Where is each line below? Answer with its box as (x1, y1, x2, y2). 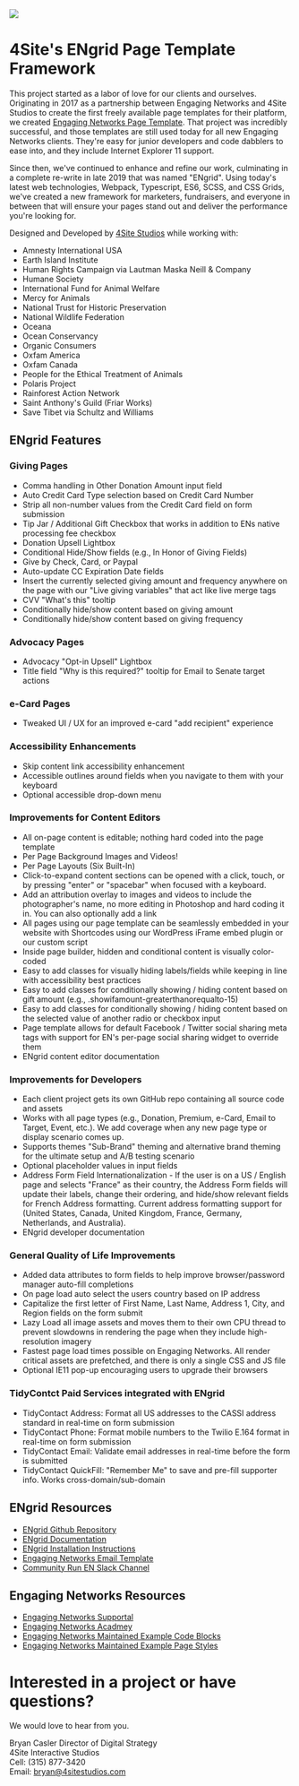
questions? (9, 1691, 95, 1711)
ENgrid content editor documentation (21, 1050, 159, 1061)
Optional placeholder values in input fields (21, 1160, 178, 1171)
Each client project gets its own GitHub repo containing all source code (21, 1093, 285, 1105)
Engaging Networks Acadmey (21, 1621, 132, 1632)
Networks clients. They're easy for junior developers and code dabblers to (9, 135, 284, 146)
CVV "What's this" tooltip (21, 594, 116, 605)
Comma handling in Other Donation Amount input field (21, 479, 223, 491)
